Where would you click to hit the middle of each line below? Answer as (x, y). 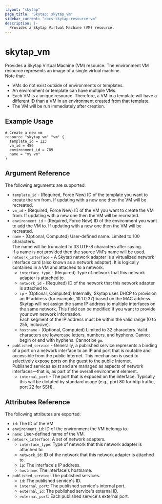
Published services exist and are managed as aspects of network (78, 366)
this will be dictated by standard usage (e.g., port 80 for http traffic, (87, 381)
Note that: (15, 76)
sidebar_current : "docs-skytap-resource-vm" (51, 19)
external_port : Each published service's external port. (74, 496)
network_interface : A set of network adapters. (59, 439)
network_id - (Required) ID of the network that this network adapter (87, 283)
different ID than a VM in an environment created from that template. (81, 101)
